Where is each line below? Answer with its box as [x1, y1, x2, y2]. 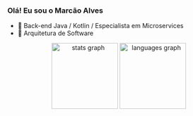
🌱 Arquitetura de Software [17, 29, 94, 37]
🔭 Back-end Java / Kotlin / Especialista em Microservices [17, 22, 184, 30]
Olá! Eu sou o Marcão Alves [7, 6, 104, 15]
